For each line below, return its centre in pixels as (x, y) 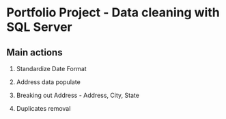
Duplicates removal (43, 108)
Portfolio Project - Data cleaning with (113, 13)
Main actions (34, 52)
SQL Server (39, 27)
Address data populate (48, 82)
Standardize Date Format (51, 69)
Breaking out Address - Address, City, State (77, 95)
